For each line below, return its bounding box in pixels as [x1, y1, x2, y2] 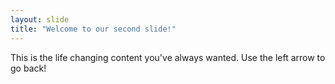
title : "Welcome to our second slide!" [10, 24, 177, 34]
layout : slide [10, 14, 70, 25]
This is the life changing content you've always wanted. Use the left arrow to [10, 51, 326, 63]
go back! [10, 62, 47, 74]
